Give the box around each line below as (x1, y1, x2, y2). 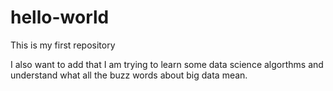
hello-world (10, 6, 110, 29)
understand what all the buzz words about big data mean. (10, 69, 248, 81)
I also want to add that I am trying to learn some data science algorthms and (10, 58, 324, 70)
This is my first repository (10, 39, 116, 51)
